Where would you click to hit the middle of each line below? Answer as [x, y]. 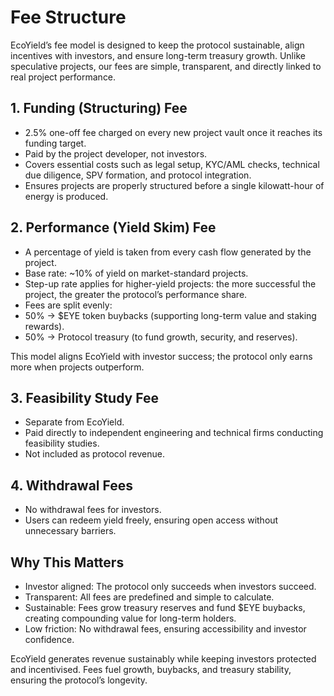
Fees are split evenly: [68, 305]
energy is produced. [66, 196]
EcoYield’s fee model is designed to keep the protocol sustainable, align [157, 45]
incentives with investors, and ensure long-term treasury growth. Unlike [158, 55]
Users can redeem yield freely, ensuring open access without [151, 520]
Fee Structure [68, 17]
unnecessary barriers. [70, 531]
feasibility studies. [62, 443]
